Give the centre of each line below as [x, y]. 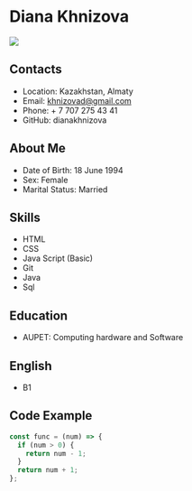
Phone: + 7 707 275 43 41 [70, 110]
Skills [25, 217]
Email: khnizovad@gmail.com [77, 100]
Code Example [51, 416]
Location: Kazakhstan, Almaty [78, 91]
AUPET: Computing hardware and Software [103, 338]
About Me [37, 148]
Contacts [36, 69]
